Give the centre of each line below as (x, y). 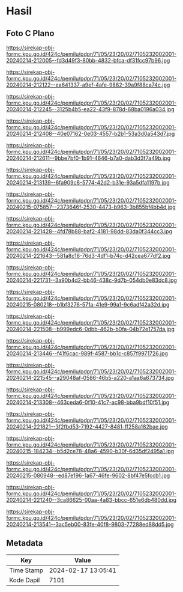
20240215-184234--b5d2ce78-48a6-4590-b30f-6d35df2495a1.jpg (90, 451)
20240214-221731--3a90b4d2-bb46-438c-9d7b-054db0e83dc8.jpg (91, 280)
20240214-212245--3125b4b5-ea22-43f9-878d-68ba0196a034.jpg (91, 109)
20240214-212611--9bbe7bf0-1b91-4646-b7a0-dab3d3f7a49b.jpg (88, 158)
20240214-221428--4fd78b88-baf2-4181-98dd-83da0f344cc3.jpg (89, 231)
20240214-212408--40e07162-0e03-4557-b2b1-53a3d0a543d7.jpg (91, 134)
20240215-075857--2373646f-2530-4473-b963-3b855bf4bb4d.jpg (91, 207)
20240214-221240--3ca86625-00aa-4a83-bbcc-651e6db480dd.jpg (91, 500)
